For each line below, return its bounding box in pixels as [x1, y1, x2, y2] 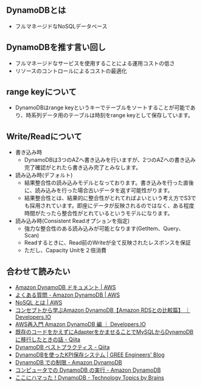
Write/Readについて [6, 131, 82, 142]
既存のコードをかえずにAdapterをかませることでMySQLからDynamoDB [15, 328, 193, 336]
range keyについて [6, 87, 77, 97]
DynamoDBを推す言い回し [6, 42, 106, 52]
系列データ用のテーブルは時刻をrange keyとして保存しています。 [31, 112, 193, 119]
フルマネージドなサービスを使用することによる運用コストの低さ [15, 59, 175, 67]
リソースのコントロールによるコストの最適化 [15, 67, 127, 74]
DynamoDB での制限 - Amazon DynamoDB [15, 359, 123, 366]
